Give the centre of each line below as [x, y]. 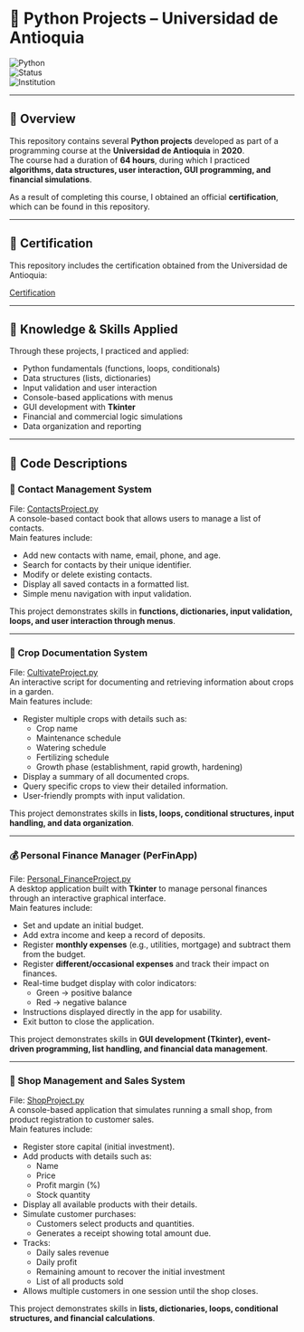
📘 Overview [43, 119]
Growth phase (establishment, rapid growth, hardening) [139, 767]
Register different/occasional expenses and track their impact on [146, 963]
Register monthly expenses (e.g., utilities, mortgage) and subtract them [157, 944]
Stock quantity [63, 1194]
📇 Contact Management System [81, 489]
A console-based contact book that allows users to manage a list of [135, 519]
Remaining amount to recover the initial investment [130, 1271]
